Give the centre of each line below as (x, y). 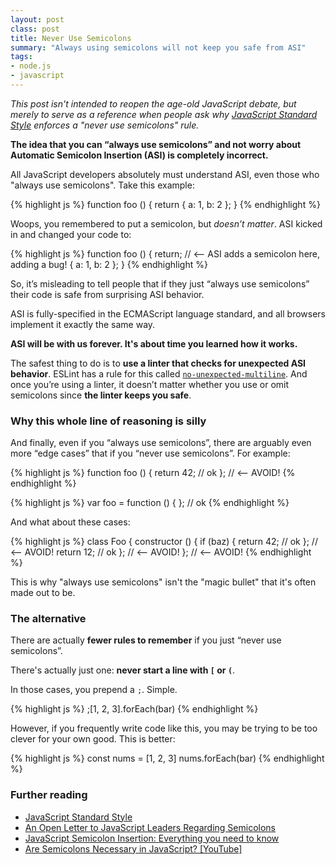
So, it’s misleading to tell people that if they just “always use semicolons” (160, 283)
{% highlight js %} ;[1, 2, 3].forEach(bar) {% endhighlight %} (134, 709)
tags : (21, 57)
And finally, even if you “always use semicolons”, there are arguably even (161, 443)
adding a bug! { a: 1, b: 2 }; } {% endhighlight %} (109, 264)
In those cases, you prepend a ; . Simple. (94, 690)
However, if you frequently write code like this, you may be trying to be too (164, 728)
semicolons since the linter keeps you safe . (101, 395)
